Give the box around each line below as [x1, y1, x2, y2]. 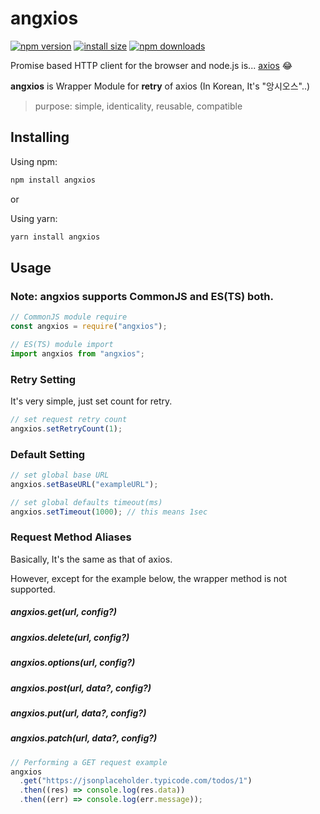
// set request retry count [10, 414, 128, 424]
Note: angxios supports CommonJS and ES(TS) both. [10, 289, 274, 303]
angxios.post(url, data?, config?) [10, 682, 152, 694]
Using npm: [10, 155, 58, 167]
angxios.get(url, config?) [10, 606, 118, 618]
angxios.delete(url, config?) [10, 631, 130, 643]
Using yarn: [10, 212, 58, 224]
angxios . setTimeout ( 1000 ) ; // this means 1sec [10, 507, 208, 517]
